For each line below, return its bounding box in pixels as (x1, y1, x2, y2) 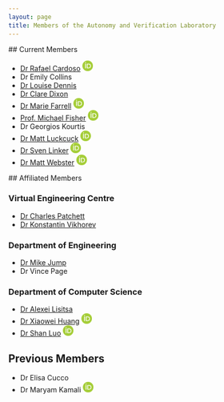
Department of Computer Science (8, 287, 142, 298)
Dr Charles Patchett (19, 211, 86, 220)
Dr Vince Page (19, 267, 68, 276)
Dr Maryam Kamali (19, 385, 82, 395)
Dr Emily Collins (19, 72, 72, 82)
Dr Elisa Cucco (19, 373, 70, 383)
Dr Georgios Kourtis (19, 121, 86, 131)
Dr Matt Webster (19, 157, 74, 167)
